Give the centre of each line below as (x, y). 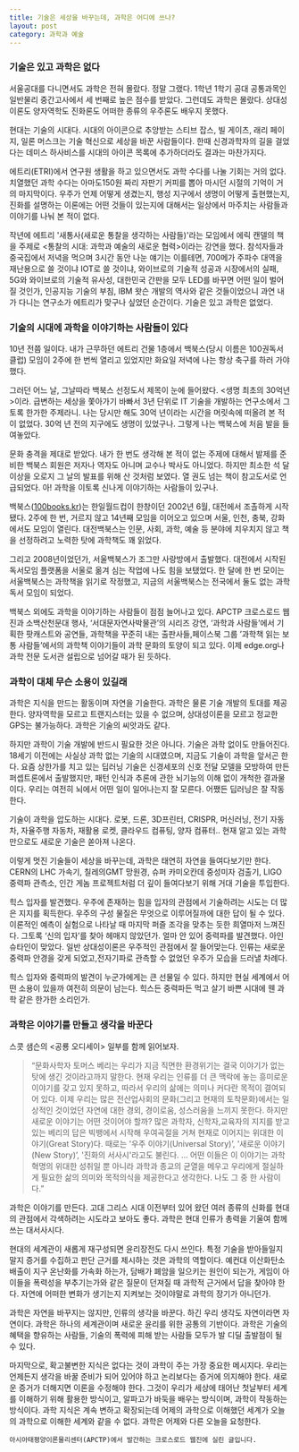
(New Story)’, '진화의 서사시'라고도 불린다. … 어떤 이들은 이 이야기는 (150, 1155)
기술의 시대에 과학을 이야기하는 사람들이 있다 (99, 328)
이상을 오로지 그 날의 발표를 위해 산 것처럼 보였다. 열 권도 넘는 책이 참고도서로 (144, 476)
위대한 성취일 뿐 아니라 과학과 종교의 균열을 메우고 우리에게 (158, 1166)
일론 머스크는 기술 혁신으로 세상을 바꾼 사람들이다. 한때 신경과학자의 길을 (147, 141)
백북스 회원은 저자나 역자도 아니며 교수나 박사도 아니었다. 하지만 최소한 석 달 (158, 465)
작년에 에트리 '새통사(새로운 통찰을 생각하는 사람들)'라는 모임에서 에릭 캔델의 (142, 235)
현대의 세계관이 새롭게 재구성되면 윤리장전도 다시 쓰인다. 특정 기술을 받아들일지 (146, 1249)
